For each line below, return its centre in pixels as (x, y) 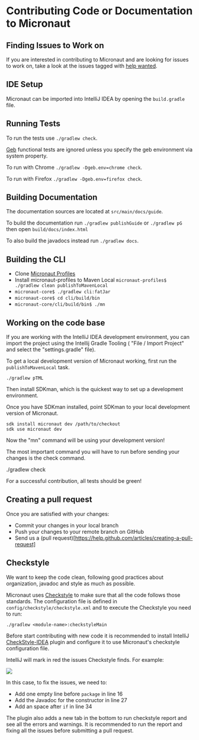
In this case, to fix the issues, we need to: (57, 682)
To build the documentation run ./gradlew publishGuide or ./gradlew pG (94, 223)
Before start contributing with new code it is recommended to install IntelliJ (98, 636)
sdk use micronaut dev (34, 430)
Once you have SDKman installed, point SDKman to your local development (98, 407)
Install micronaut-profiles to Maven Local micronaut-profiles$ (91, 280)
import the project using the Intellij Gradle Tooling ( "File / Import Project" (95, 343)
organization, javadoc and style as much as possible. (71, 583)
